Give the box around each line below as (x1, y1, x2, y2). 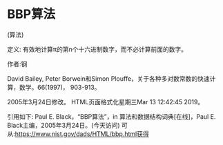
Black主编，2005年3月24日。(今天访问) (7, 121, 120, 129)
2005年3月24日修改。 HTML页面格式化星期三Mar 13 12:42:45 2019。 (7, 97, 204, 106)
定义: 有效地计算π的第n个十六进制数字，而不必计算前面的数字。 (7, 45, 188, 53)
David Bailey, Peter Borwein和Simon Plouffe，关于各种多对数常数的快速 (7, 74, 211, 83)
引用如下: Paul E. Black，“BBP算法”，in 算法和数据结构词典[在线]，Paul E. (7, 112, 216, 121)
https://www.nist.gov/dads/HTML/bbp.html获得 (14, 129, 150, 138)
